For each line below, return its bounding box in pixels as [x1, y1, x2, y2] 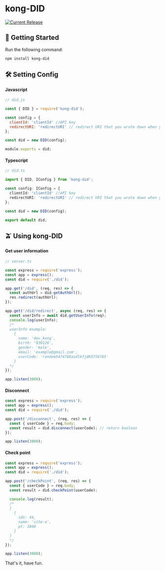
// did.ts [5, 168, 26, 173]
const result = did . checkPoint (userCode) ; [9, 488, 98, 493]
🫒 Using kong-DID [5, 232, 63, 240]
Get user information [5, 248, 49, 254]
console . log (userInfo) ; [9, 317, 58, 322]
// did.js [5, 97, 26, 102]
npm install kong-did [5, 56, 50, 61]
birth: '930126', [18, 341, 54, 346]
